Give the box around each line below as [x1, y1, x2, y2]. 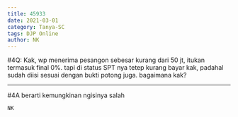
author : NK [7, 37, 40, 44]
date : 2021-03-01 [7, 17, 59, 24]
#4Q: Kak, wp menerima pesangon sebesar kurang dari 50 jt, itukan [7, 56, 205, 64]
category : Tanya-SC [7, 23, 65, 30]
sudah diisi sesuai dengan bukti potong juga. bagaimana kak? [7, 71, 187, 80]
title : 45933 [7, 10, 46, 18]
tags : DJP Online [7, 30, 59, 37]
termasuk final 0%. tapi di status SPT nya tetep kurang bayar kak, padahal [7, 63, 224, 72]
